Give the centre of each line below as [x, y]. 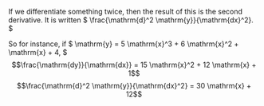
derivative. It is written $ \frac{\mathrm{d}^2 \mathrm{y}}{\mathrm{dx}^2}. [131, 20]
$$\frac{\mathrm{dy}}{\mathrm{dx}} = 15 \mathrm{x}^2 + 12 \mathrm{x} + [134, 65]
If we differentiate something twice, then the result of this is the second [126, 12]
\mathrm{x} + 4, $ [38, 52]
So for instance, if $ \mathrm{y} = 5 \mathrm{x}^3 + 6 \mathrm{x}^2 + [124, 44]
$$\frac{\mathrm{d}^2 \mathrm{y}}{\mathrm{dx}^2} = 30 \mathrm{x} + [134, 86]
